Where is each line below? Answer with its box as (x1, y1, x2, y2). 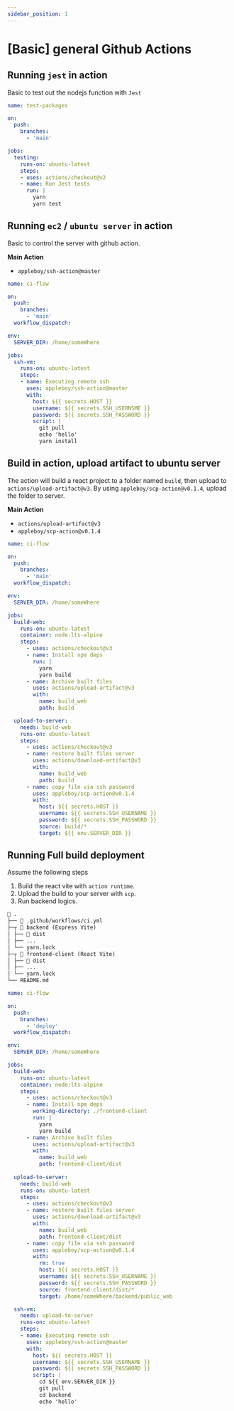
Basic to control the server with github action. (7, 239, 140, 247)
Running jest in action (7, 69, 108, 82)
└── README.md (7, 977, 50, 984)
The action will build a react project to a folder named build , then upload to (7, 476, 227, 484)
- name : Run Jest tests (20, 181, 91, 188)
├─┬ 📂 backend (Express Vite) (7, 924, 97, 932)
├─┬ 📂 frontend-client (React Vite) (7, 950, 116, 957)
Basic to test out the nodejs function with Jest (7, 88, 142, 97)
